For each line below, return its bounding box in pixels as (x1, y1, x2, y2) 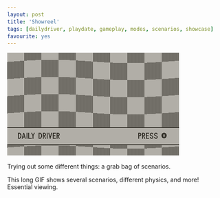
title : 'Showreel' (7, 18, 60, 25)
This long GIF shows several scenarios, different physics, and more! (7, 175, 199, 184)
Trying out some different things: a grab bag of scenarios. (7, 162, 171, 171)
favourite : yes (7, 33, 51, 40)
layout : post (7, 11, 45, 18)
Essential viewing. (7, 183, 58, 191)
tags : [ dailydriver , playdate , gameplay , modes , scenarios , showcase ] (7, 25, 214, 32)
